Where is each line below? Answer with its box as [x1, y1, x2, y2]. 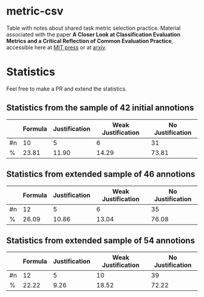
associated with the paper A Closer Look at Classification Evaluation [6, 30, 181, 38]
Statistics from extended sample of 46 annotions [6, 169, 195, 180]
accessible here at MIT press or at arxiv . [6, 44, 107, 51]
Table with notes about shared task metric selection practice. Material [6, 24, 181, 32]
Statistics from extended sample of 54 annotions [6, 235, 195, 245]
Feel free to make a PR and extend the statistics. [6, 85, 127, 92]
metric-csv [6, 4, 64, 18]
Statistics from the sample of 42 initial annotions [6, 103, 194, 113]
